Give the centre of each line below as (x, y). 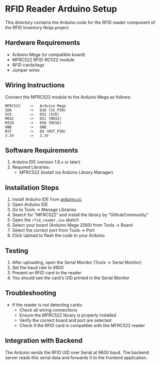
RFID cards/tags (28, 65)
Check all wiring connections (48, 310)
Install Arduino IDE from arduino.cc (47, 199)
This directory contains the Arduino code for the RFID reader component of (80, 22)
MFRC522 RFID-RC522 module (43, 60)
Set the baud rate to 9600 (38, 267)
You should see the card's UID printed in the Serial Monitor (71, 278)
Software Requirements (42, 150)
